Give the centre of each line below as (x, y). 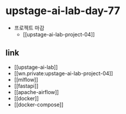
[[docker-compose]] (39, 105)
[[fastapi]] (26, 86)
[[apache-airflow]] (37, 92)
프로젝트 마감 (29, 28)
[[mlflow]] (26, 79)
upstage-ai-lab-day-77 (63, 11)
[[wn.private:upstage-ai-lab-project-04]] (63, 73)
